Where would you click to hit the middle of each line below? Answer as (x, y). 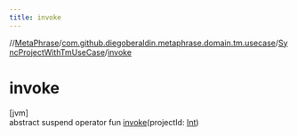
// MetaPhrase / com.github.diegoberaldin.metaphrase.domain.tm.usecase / (144, 43)
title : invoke (36, 17)
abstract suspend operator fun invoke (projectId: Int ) (104, 122)
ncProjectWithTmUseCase (57, 52)
